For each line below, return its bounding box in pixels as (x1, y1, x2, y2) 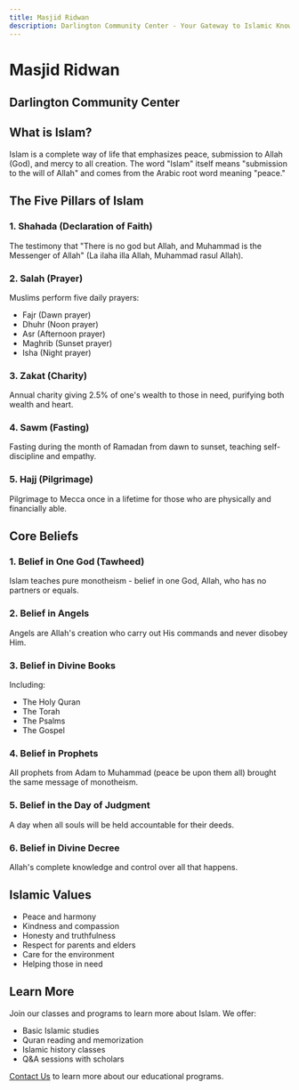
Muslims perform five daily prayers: (9, 292, 140, 303)
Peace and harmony (21, 911, 96, 922)
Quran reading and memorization (21, 1034, 144, 1046)
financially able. (9, 503, 67, 513)
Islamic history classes (21, 1044, 106, 1054)
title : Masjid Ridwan (9, 12, 90, 22)
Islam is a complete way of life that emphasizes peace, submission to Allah (9, 149, 283, 159)
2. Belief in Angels (9, 607, 90, 619)
